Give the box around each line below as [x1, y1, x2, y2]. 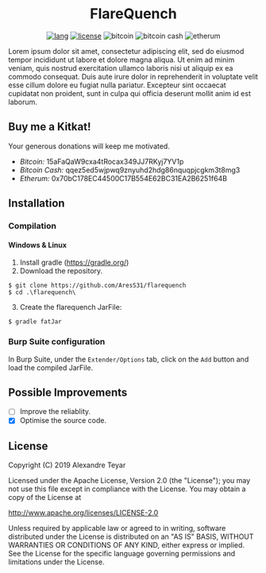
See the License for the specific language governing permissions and [8, 549, 236, 559]
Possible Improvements [8, 385, 128, 399]
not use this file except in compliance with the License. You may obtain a [8, 484, 246, 494]
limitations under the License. [8, 557, 105, 567]
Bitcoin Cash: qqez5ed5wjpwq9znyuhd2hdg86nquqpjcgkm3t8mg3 [19, 165, 241, 175]
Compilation [8, 220, 57, 231]
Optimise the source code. [19, 416, 107, 425]
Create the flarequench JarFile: [19, 303, 122, 312]
